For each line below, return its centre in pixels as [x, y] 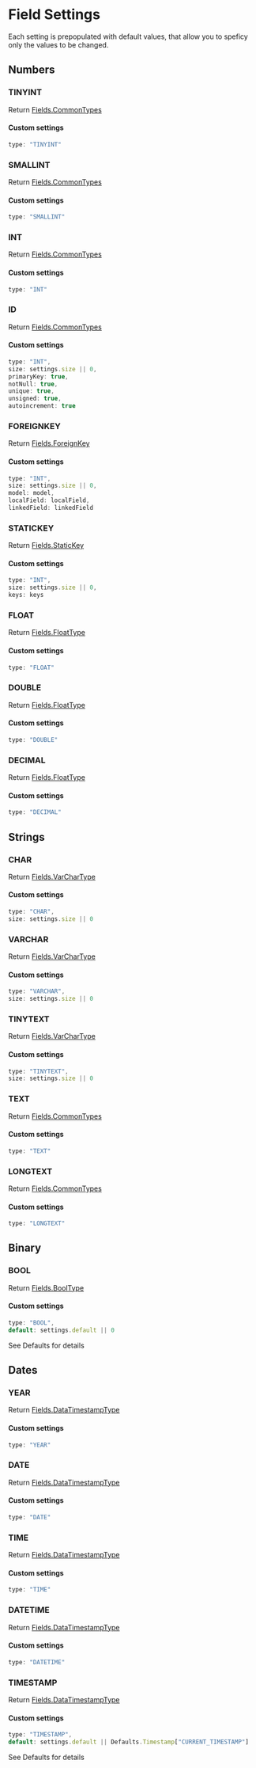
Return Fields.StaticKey [46, 546]
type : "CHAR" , [32, 912]
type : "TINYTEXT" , [38, 1071]
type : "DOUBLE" [33, 740]
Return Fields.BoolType [46, 1287]
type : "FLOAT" [32, 667]
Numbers [32, 70]
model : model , [32, 493]
